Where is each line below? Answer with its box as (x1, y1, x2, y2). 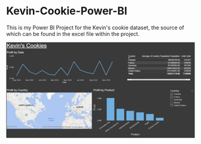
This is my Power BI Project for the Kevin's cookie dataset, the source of (6, 24, 184, 31)
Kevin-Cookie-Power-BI (6, 4, 127, 18)
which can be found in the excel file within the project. (6, 30, 140, 37)
